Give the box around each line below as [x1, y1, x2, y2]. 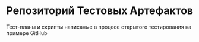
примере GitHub [6, 29, 48, 36]
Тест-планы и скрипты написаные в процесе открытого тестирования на [6, 23, 192, 30]
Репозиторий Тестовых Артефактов [6, 4, 194, 17]
